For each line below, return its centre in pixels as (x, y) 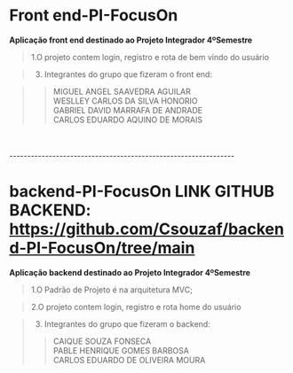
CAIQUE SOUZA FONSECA (102, 341)
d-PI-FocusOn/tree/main (102, 248)
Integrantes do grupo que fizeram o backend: (127, 323)
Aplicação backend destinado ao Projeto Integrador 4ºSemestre (130, 272)
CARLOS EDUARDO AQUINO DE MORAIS (127, 120)
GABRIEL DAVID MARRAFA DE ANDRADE (127, 110)
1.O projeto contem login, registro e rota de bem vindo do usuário (150, 57)
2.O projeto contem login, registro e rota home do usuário (136, 307)
